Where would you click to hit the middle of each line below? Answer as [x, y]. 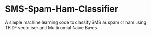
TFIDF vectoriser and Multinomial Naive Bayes [51, 27]
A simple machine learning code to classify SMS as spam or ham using [76, 22]
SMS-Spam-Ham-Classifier [62, 9]
